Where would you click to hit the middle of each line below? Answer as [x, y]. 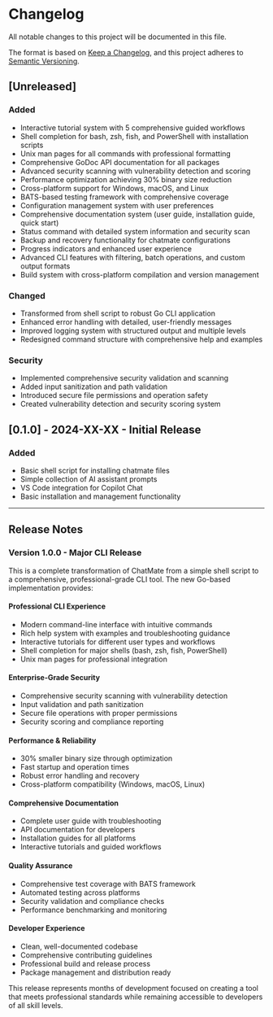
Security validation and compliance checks [92, 901]
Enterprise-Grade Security [54, 678]
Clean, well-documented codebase [79, 946]
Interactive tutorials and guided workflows [91, 847]
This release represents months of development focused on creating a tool [133, 988]
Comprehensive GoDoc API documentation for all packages [120, 162]
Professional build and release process [85, 963]
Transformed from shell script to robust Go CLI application [118, 313]
